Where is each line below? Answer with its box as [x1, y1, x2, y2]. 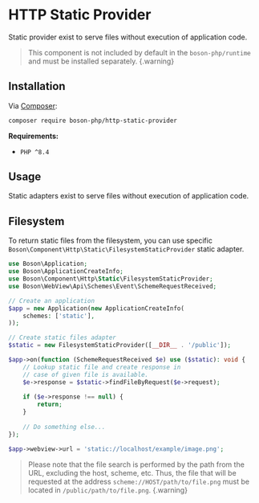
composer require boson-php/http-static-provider [8, 117, 178, 125]
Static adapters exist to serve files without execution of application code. [8, 191, 249, 201]
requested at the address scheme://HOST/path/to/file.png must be [27, 476, 250, 486]
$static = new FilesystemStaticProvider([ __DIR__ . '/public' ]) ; [8, 341, 231, 350]
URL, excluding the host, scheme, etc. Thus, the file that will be [27, 468, 237, 477]
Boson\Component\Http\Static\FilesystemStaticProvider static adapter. [8, 244, 245, 254]
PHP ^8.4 [19, 148, 50, 156]
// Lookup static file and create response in [22, 363, 181, 371]
